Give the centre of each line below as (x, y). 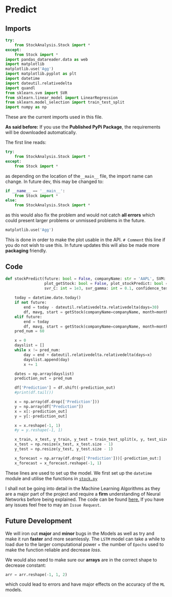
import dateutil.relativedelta (39, 83)
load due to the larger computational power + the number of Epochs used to (84, 544)
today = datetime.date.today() (48, 298)
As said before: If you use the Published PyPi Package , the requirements (83, 127)
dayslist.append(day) (47, 359)
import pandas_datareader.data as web (47, 59)
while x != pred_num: (37, 350)
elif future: (28, 317)
